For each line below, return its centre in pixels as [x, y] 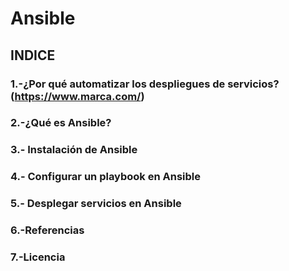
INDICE [33, 55]
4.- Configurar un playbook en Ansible [106, 177]
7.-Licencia [38, 257]
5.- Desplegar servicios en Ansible [96, 204]
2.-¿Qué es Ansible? [61, 123]
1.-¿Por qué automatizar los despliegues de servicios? [145, 84]
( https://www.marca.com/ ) [77, 96]
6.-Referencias [47, 230]
